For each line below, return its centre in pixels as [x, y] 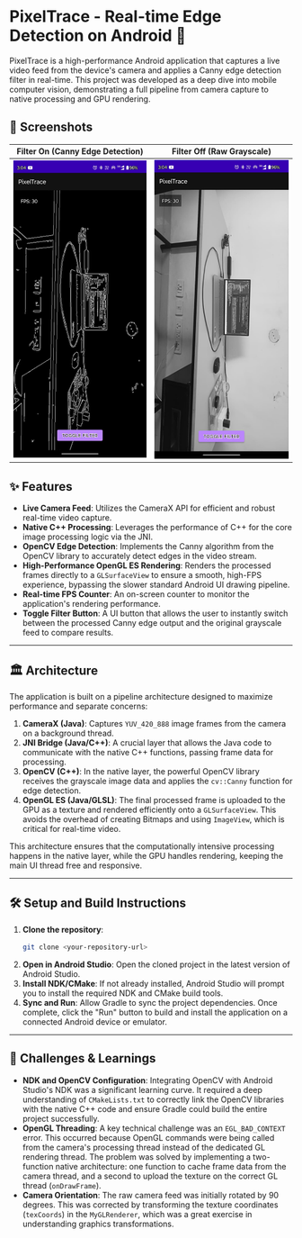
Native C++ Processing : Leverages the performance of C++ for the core [157, 528]
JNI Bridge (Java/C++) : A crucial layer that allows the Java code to [147, 743]
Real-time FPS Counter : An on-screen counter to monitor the [136, 594]
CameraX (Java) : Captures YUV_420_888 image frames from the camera [154, 724]
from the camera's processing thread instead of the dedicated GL [144, 1147]
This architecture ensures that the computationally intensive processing [142, 846]
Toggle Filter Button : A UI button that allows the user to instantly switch [155, 613]
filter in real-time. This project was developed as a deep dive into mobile [143, 79]
